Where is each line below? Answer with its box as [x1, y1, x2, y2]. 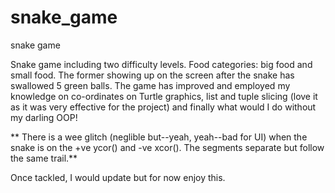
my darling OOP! [10, 111, 78, 123]
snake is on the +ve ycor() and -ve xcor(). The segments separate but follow [10, 141, 325, 153]
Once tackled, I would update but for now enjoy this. [10, 171, 226, 183]
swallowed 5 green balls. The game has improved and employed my [10, 79, 291, 91]
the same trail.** [10, 152, 78, 164]
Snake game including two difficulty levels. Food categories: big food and [10, 58, 313, 70]
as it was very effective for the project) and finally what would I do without [10, 101, 317, 113]
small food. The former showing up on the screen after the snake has [10, 69, 295, 81]
